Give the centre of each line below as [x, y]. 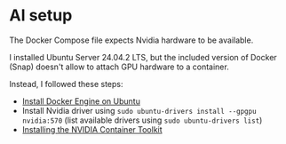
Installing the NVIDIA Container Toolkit [92, 129]
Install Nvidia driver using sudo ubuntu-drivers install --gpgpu [139, 110]
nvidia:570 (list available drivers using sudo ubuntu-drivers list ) [142, 120]
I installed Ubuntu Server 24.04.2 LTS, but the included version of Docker [143, 57]
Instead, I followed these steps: [66, 84]
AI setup [41, 16]
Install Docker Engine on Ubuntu [81, 101]
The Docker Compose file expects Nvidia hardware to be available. [131, 40]
